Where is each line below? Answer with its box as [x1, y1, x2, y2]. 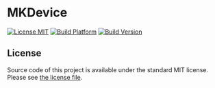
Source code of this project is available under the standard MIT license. [7, 65, 209, 74]
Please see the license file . [7, 73, 83, 81]
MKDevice [7, 5, 68, 21]
